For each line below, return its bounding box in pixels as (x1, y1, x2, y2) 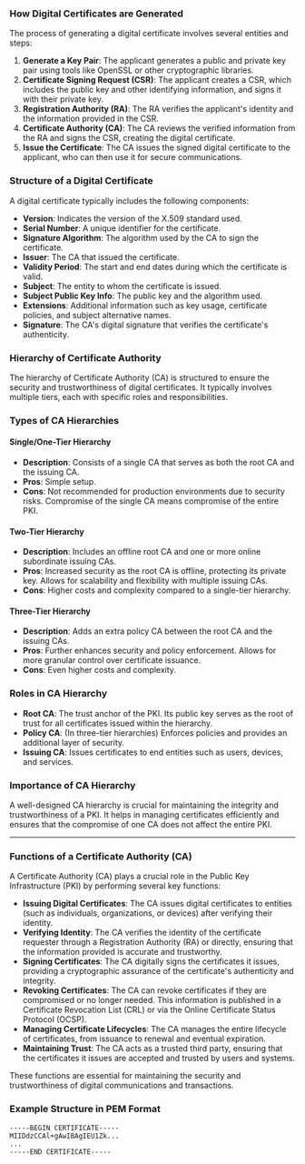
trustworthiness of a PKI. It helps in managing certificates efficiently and (9, 809, 280, 820)
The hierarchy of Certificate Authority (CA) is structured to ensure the (9, 372, 271, 383)
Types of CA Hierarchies (9, 414, 120, 426)
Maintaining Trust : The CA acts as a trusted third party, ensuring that (22, 1043, 283, 1054)
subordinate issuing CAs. (22, 556, 116, 567)
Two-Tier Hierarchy (9, 526, 84, 537)
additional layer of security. (22, 737, 125, 748)
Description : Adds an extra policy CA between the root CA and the (22, 626, 273, 637)
